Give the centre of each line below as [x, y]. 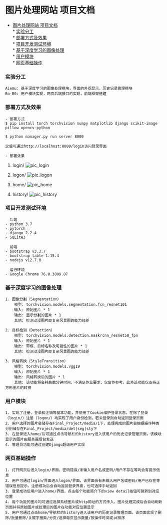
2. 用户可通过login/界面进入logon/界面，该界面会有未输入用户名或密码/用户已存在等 [83, 480]
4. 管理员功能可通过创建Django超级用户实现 [45, 445]
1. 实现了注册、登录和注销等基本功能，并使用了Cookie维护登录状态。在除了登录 [77, 413]
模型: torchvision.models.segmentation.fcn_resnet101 [70, 305]
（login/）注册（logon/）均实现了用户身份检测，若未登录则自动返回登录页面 [74, 418]
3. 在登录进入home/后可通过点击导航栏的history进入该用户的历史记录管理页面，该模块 [83, 434]
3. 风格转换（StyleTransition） [37, 361]
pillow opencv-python [28, 128]
